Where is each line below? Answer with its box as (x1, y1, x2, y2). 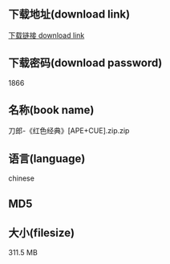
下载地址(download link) (8, 7, 131, 22)
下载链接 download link (8, 30, 85, 40)
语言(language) (8, 152, 86, 165)
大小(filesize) (8, 226, 75, 240)
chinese (8, 173, 34, 183)
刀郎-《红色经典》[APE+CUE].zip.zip (8, 126, 130, 136)
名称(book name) (8, 104, 95, 117)
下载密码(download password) (8, 56, 163, 70)
